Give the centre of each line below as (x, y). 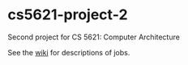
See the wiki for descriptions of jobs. (69, 52)
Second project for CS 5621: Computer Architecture (94, 37)
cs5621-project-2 (68, 15)
